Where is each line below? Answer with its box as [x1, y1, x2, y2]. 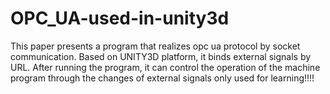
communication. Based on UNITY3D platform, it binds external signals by [10, 50, 312, 62]
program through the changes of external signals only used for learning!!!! [10, 72, 315, 84]
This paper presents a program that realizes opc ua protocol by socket [10, 40, 301, 52]
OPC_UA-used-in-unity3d [10, 7, 230, 30]
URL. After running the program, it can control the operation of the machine [10, 61, 321, 73]
